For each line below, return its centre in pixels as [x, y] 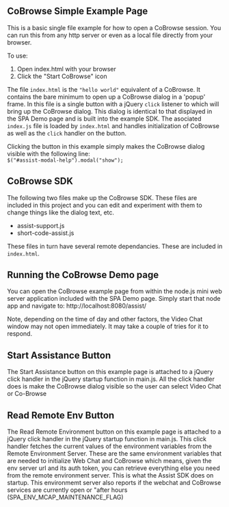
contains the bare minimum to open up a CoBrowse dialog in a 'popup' [106, 97]
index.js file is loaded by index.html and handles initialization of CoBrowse [113, 125]
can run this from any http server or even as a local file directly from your [110, 35]
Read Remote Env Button [61, 415]
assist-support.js [41, 225]
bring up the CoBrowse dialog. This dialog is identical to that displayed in [110, 111]
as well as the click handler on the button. [67, 133]
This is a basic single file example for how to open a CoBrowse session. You [114, 27]
